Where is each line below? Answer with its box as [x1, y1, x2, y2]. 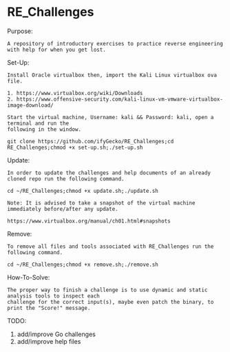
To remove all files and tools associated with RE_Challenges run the [7, 242, 214, 250]
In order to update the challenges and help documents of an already [7, 169, 211, 176]
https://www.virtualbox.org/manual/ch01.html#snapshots [7, 218, 171, 225]
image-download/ [7, 101, 54, 109]
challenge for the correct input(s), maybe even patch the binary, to [7, 298, 214, 305]
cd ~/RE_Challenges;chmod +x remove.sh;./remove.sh [7, 261, 158, 268]
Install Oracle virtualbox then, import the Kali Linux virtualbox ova [7, 72, 217, 79]
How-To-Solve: [7, 273, 50, 281]
